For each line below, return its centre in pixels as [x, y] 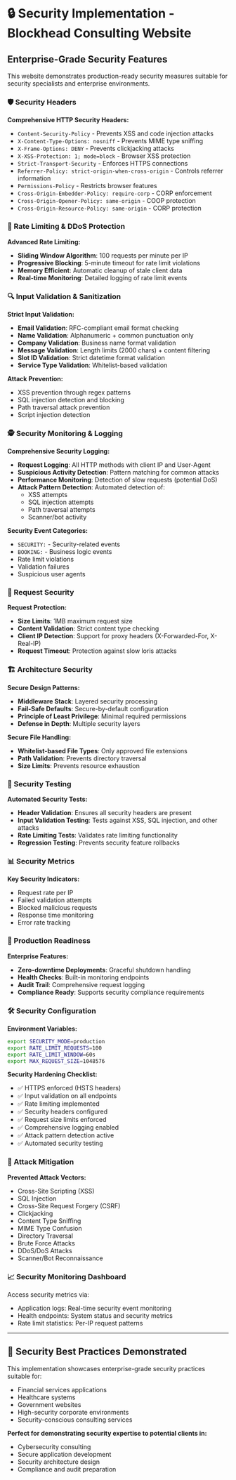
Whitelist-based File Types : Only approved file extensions [102, 751]
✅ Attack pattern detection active [66, 1135]
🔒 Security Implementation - [91, 14]
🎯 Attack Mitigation [41, 1162]
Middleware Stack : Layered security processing [87, 701]
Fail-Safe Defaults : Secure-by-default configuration [93, 708]
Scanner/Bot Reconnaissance [60, 1258]
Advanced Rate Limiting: [44, 242]
